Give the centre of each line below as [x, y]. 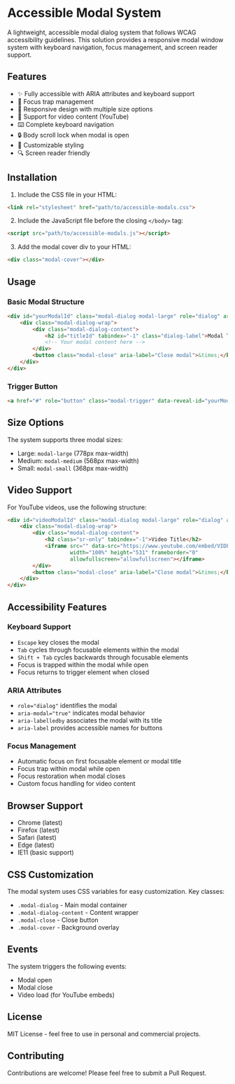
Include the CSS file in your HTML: [67, 194]
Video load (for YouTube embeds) [66, 995]
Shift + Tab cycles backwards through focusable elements [103, 657]
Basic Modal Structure [46, 302]
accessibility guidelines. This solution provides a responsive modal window [115, 39]
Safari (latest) [37, 838]
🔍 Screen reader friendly [54, 153]
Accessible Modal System [84, 13]
